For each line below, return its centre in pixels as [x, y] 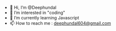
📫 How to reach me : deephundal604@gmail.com [60, 23]
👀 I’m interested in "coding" [37, 13]
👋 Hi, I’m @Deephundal [33, 8]
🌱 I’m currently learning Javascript [44, 18]
